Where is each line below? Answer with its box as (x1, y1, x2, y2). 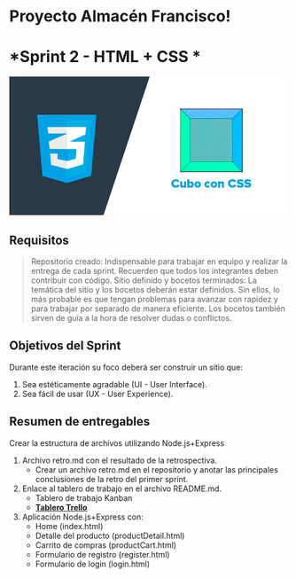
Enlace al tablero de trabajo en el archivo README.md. (21, 483, 222, 494)
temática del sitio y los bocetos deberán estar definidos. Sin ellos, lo (30, 284, 281, 294)
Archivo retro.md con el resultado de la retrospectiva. (21, 455, 217, 465)
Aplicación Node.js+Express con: (21, 512, 144, 522)
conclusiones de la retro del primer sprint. (35, 473, 189, 484)
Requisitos (9, 232, 69, 247)
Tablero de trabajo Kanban (35, 492, 133, 503)
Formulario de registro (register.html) (35, 549, 170, 559)
